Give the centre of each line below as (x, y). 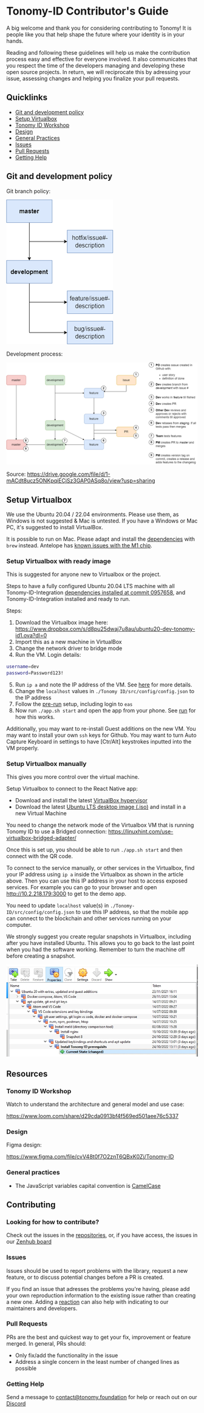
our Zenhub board (29, 1242)
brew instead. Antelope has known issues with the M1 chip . (80, 546)
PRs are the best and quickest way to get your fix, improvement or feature (99, 1337)
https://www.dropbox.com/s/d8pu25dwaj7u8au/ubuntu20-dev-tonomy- (105, 629)
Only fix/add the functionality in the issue (66, 1355)
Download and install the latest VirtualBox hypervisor (81, 801)
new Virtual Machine (41, 813)
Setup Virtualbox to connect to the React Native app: (72, 789)
